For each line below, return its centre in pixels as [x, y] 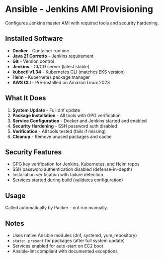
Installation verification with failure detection [58, 175]
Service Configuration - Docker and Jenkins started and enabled [80, 121]
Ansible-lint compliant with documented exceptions [65, 251]
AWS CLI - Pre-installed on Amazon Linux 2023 [61, 82]
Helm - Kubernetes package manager [51, 77]
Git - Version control [33, 61]
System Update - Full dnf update [46, 110]
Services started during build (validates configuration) [68, 180]
